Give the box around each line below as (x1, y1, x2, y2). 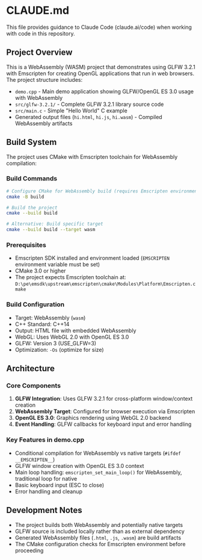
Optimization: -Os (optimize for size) (14, 346, 104, 353)
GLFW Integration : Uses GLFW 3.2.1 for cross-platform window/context (14, 395, 193, 402)
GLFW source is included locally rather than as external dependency (14, 528, 185, 535)
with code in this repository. (6, 29, 75, 37)
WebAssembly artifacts (14, 120, 73, 127)
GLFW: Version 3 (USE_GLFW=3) (14, 339, 97, 346)
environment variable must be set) (14, 261, 100, 268)
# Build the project (6, 205, 58, 211)
